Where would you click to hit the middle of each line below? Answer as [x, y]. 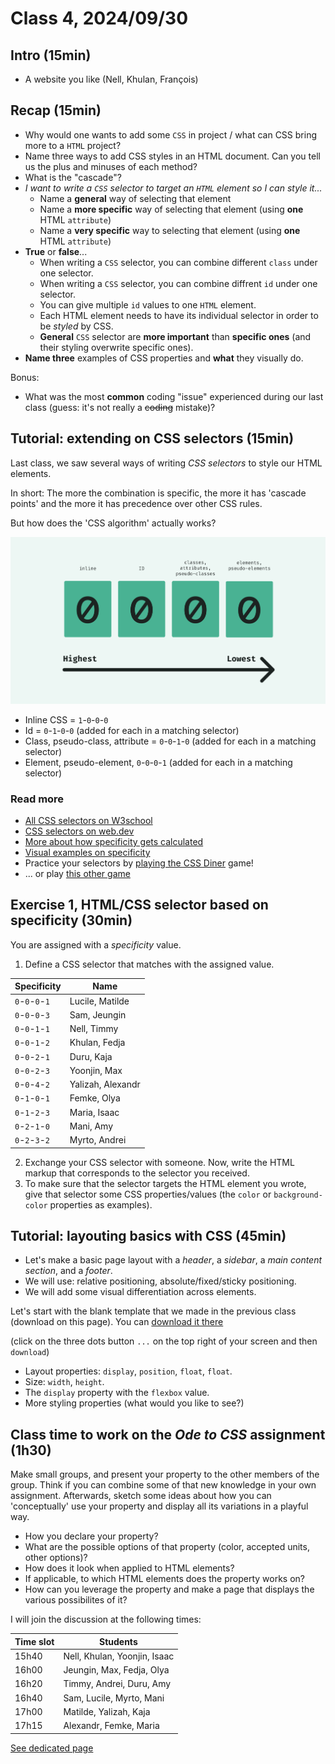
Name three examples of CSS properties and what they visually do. [164, 358]
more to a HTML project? [73, 145]
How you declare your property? [91, 1536]
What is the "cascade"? [73, 177]
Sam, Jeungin [98, 1014]
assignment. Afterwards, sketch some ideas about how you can [141, 1496]
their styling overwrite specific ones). [116, 347]
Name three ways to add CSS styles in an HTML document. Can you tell [172, 156]
